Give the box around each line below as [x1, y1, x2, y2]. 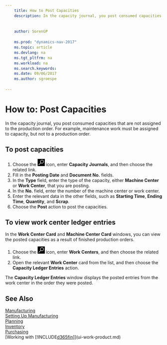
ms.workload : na [14, 60, 48, 66]
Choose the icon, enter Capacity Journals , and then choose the [12, 161, 153, 167]
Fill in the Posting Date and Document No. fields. [12, 172, 114, 178]
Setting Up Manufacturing [5, 313, 58, 319]
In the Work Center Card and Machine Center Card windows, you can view [5, 231, 161, 237]
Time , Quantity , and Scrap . [12, 198, 70, 204]
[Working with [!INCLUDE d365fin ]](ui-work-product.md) [5, 334, 121, 340]
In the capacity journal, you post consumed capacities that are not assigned [5, 120, 161, 126]
